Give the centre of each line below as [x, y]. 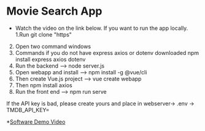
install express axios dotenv [50, 59]
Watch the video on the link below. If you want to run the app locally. [102, 28]
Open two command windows [53, 46]
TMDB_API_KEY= [28, 110]
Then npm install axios [44, 85]
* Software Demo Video [36, 122]
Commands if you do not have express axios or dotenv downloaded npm [107, 52]
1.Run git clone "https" [44, 34]
